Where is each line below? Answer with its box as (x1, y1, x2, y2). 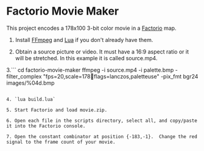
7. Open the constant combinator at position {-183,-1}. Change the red (6, 133, 198, 139)
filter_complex (6, 72, 42, 80)
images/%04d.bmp (6, 79, 55, 86)
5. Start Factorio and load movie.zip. (6, 107, 108, 113)
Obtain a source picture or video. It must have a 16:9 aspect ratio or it (15, 47, 189, 55)
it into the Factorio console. (6, 123, 86, 129)
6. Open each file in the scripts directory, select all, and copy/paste (6, 118, 198, 124)
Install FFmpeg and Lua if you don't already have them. (15, 36, 153, 43)
